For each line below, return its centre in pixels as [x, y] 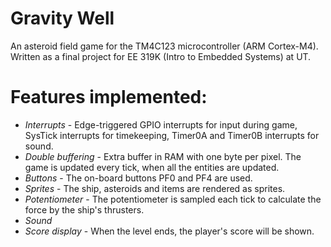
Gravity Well [62, 18]
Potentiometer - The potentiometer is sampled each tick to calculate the [173, 199]
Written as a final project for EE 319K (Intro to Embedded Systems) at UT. [161, 56]
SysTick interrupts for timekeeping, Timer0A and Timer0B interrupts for [172, 135]
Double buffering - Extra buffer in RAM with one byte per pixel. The [163, 156]
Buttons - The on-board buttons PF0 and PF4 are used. [138, 178]
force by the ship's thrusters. [84, 209]
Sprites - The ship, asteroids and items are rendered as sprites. [155, 188]
